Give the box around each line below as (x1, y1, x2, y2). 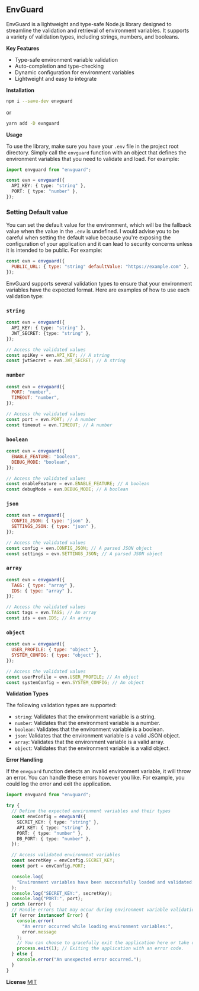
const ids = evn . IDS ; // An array (6, 615, 92, 621)
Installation (6, 86, 34, 94)
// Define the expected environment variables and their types (11, 808, 171, 814)
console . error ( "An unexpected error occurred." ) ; (17, 957, 142, 962)
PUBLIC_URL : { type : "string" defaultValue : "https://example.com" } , (11, 264, 190, 270)
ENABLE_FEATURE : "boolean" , (11, 454, 81, 460)
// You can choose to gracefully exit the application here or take (17, 940, 190, 946)
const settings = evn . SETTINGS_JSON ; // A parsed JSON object (6, 550, 163, 557)
